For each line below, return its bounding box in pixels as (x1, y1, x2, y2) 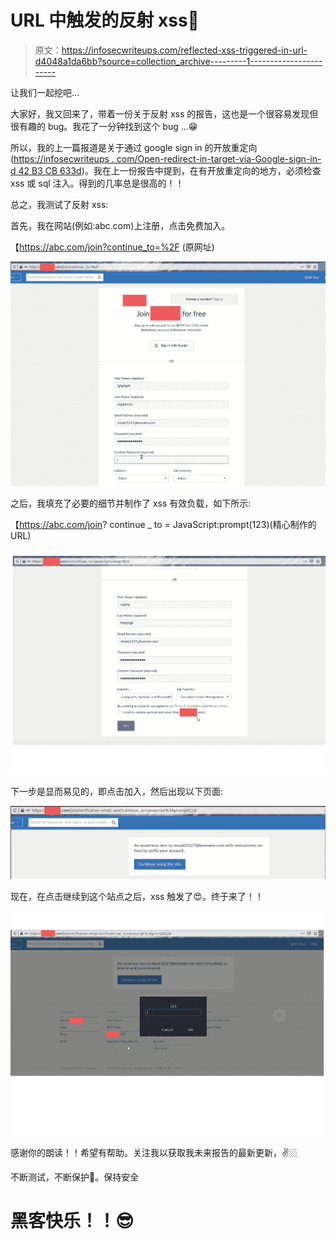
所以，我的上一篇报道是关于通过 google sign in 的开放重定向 (10, 141, 258, 153)
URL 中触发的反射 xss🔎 (10, 9, 200, 32)
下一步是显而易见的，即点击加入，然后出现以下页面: (10, 786, 224, 798)
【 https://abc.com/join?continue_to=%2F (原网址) (10, 241, 215, 253)
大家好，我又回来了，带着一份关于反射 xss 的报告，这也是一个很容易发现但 (10, 107, 319, 120)
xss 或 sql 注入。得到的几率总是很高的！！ (10, 177, 185, 189)
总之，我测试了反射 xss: (10, 198, 109, 210)
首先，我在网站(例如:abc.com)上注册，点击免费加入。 (10, 219, 231, 231)
